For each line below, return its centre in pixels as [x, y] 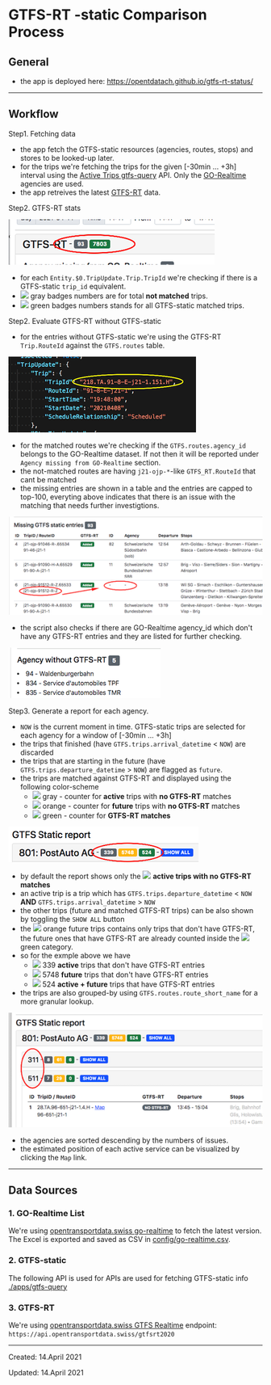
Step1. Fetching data [42, 133]
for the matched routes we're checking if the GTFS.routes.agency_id [133, 445]
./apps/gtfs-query [38, 1286]
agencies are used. [52, 183]
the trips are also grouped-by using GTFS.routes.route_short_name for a [139, 993]
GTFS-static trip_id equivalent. [73, 286]
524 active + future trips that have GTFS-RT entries [129, 984]
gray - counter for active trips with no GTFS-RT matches [137, 797]
